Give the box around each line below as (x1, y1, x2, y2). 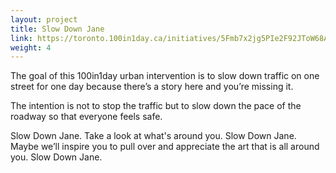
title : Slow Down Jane (10, 24, 105, 34)
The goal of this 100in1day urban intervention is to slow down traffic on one (10, 70, 320, 82)
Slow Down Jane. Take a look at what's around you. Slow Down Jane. (10, 130, 297, 142)
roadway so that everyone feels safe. (10, 111, 163, 123)
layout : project (10, 14, 78, 25)
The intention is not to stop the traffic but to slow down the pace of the (10, 100, 302, 112)
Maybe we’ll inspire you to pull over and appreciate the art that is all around (10, 141, 320, 153)
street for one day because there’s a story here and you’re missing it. (10, 81, 294, 93)
